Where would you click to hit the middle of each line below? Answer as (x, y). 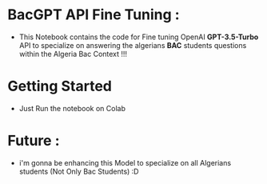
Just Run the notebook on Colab (72, 108)
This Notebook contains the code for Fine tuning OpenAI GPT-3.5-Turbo (139, 37)
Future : (34, 141)
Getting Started (60, 86)
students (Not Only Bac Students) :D (79, 171)
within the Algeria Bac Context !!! (73, 54)
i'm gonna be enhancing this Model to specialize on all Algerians (125, 162)
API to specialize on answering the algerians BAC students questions (133, 45)
